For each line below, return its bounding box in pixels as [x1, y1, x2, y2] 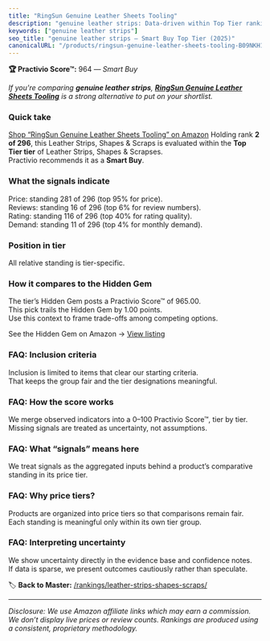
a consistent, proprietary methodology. [8, 623, 138, 633]
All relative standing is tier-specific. [8, 258, 125, 268]
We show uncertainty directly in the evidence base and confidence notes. [8, 555, 252, 564]
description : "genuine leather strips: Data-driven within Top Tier [8, 19, 243, 27]
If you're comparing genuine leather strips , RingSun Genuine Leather [8, 83, 243, 93]
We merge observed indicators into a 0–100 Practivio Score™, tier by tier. [8, 414, 248, 424]
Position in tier [8, 239, 66, 250]
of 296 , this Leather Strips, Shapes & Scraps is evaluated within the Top [8, 139, 247, 148]
